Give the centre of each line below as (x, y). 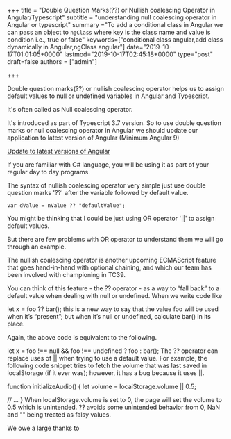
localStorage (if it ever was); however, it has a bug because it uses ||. (106, 373)
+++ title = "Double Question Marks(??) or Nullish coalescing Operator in (111, 10)
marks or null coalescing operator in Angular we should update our (103, 130)
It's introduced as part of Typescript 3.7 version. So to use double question (114, 123)
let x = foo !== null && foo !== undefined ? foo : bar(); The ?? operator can (113, 351)
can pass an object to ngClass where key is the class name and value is (109, 32)
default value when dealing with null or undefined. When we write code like (115, 296)
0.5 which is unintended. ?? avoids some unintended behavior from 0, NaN (114, 407)
